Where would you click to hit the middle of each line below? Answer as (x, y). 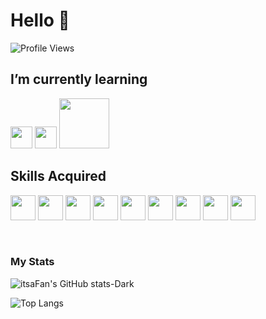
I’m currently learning (79, 79)
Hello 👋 (40, 20)
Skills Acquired (58, 176)
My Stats (32, 262)
